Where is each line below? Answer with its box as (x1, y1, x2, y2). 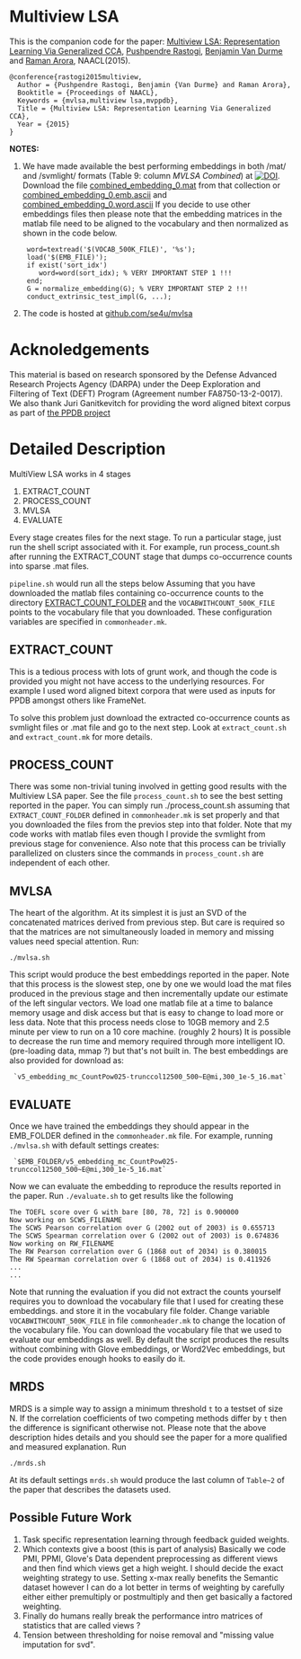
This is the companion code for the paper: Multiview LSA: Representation (9, 36, 280, 47)
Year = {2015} (17, 120, 70, 129)
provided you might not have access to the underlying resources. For (9, 676, 265, 687)
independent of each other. (9, 857, 111, 868)
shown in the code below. (22, 227, 118, 238)
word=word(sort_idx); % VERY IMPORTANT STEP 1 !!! (39, 268, 233, 278)
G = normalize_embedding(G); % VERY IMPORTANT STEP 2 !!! (26, 284, 249, 293)
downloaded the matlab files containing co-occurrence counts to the (9, 587, 264, 599)
